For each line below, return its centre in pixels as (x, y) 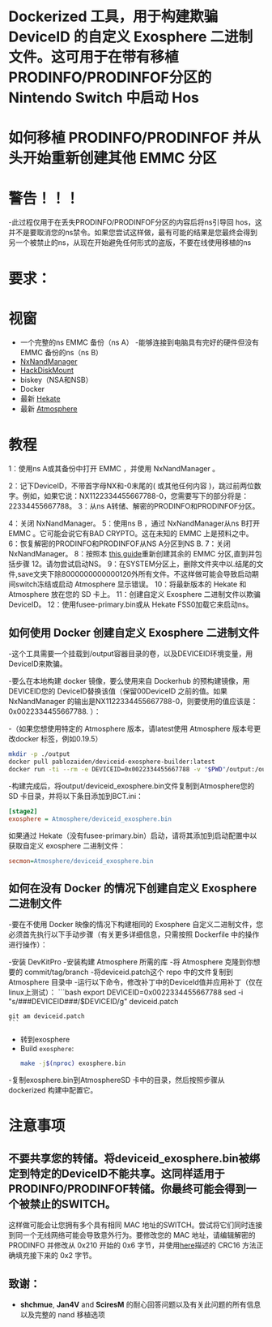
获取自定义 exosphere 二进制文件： (67, 845)
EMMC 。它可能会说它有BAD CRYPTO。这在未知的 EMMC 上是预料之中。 (131, 534)
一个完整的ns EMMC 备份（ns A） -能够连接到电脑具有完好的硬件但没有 (139, 342)
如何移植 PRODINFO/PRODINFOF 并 (127, 138)
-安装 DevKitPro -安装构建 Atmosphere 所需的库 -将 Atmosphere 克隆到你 (131, 962)
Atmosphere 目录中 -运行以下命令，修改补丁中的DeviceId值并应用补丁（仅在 (136, 982)
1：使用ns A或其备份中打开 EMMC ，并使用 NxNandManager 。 (114, 469)
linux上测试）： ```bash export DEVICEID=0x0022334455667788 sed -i (126, 992)
